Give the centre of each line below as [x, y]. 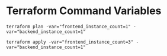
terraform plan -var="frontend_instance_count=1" [69, 27]
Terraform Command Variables [84, 11]
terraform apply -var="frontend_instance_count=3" [70, 42]
